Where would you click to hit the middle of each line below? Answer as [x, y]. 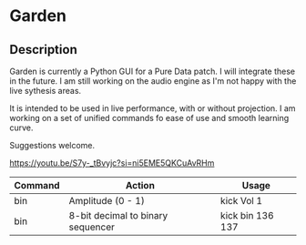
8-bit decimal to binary [118, 215]
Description [43, 50]
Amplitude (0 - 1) [107, 201]
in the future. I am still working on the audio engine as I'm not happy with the [153, 81]
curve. [21, 128]
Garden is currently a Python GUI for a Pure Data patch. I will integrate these [153, 71]
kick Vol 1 [241, 201]
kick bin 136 [247, 215]
